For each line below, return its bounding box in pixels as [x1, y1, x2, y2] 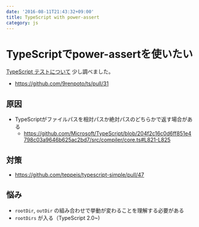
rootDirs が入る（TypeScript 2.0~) [14, 214, 100, 221]
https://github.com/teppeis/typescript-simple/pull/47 [14, 171, 144, 178]
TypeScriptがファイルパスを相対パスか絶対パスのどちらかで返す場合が [14, 116, 188, 123]
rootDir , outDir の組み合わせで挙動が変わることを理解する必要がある [14, 207, 184, 214]
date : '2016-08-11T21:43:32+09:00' [6, 8, 94, 15]
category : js [6, 20, 39, 26]
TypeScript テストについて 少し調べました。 [6, 68, 114, 75]
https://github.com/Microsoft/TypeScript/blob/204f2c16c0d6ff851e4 [23, 130, 192, 137]
